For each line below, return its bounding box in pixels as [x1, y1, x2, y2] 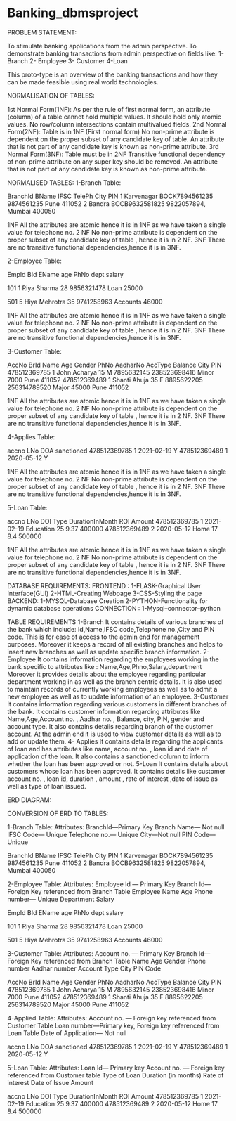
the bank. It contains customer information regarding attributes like [7, 707, 201, 715]
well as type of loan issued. [7, 782, 86, 790]
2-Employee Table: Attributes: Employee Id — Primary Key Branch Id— [7, 880, 211, 888]
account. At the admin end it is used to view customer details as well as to [7, 730, 221, 738]
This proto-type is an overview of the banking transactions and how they [7, 70, 218, 79]
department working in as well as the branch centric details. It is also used [7, 677, 223, 686]
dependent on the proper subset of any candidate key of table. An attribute [7, 135, 225, 143]
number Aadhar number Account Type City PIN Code [7, 964, 162, 973]
